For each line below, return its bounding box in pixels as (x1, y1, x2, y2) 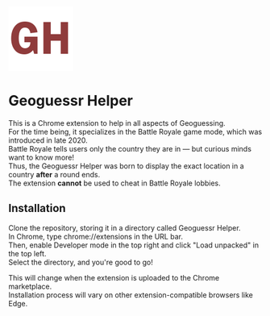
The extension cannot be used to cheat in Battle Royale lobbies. (8, 178, 222, 188)
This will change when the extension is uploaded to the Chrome (8, 272, 220, 282)
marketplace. (8, 281, 52, 291)
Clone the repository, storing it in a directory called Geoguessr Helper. (8, 222, 241, 232)
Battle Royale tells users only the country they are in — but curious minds (8, 143, 252, 153)
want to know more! (8, 152, 75, 162)
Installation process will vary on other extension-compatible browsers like (8, 289, 254, 300)
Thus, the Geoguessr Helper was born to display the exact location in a (8, 160, 244, 171)
